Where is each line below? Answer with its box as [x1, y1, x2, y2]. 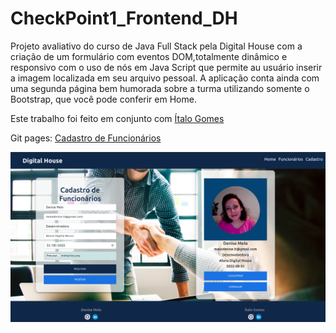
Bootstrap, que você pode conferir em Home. [10, 93, 197, 105]
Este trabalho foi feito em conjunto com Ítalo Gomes [10, 112, 225, 124]
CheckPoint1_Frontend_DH [10, 7, 238, 30]
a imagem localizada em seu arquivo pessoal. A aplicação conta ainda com [10, 72, 320, 84]
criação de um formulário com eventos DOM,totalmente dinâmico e [10, 50, 288, 62]
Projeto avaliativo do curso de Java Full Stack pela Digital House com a [10, 40, 303, 52]
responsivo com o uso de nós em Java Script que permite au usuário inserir [10, 61, 323, 73]
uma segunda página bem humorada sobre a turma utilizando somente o [10, 82, 310, 94]
